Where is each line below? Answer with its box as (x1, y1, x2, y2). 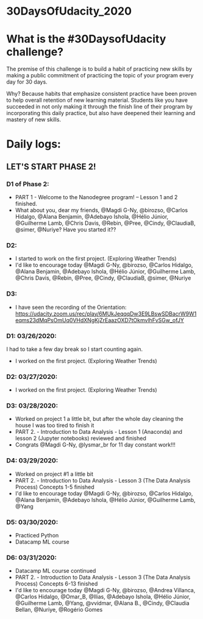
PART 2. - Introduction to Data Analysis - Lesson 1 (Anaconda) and (15, 428, 183, 436)
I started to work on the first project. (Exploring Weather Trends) (15, 255, 177, 263)
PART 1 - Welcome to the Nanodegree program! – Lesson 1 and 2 (15, 194, 178, 200)
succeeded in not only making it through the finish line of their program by (6, 103, 193, 110)
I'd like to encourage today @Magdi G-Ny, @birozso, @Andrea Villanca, (15, 587, 196, 594)
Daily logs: (6, 137, 61, 151)
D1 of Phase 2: (6, 180, 49, 188)
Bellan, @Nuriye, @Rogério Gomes (15, 606, 103, 614)
